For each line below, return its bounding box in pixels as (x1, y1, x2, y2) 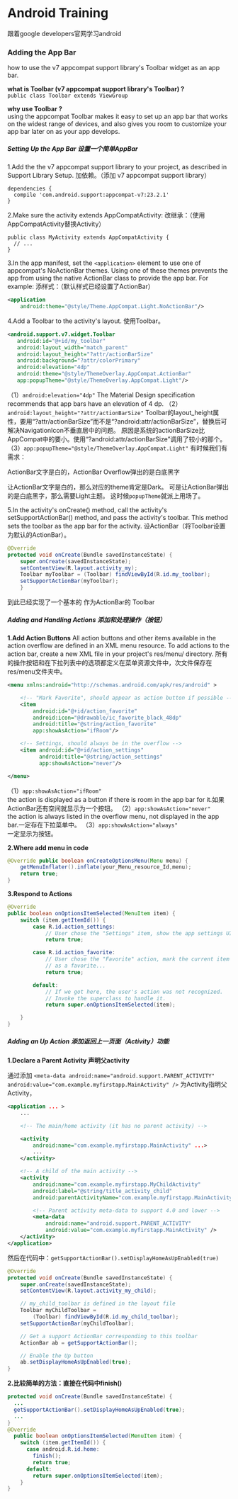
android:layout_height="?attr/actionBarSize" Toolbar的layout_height (7, 408, 213, 417)
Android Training (7, 5, 108, 21)
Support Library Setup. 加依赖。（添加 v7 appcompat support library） (7, 171, 211, 180)
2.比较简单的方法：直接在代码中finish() (7, 1379, 123, 1388)
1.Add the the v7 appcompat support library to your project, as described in (7, 163, 227, 171)
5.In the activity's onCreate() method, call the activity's (7, 505, 168, 514)
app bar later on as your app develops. (7, 128, 120, 136)
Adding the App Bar (7, 47, 76, 57)
